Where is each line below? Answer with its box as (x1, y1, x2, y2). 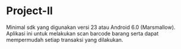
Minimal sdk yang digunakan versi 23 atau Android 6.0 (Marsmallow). (6, 24, 176, 31)
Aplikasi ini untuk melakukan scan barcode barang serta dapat (6, 30, 159, 37)
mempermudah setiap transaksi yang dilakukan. (6, 36, 123, 43)
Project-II (6, 4, 53, 18)
